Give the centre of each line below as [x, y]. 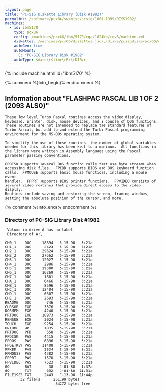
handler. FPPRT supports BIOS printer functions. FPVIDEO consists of [81, 181]
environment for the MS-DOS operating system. [53, 134]
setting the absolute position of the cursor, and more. [64, 198]
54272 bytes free [73, 384]
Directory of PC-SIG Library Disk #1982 [52, 220]
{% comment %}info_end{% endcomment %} [51, 207]
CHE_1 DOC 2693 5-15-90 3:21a [49, 298]
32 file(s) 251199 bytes [50, 380]
